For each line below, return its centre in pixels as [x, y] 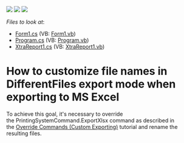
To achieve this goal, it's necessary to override [65, 114]
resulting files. [24, 133]
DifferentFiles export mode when [91, 84]
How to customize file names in [87, 71]
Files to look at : [26, 22]
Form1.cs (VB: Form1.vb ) [45, 34]
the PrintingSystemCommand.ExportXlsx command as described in [90, 120]
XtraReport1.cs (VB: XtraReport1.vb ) [60, 47]
